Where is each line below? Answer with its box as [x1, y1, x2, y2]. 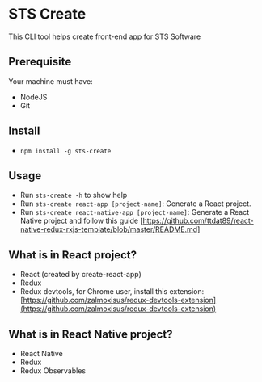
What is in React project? [8, 248, 137, 262]
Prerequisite [8, 55, 72, 69]
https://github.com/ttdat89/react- [142, 216, 254, 226]
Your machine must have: [8, 76, 93, 86]
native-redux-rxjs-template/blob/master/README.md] [19, 225, 201, 234]
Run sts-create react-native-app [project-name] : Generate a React [19, 208, 249, 217]
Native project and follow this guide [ [19, 216, 143, 226]
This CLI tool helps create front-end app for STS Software [8, 31, 201, 41]
